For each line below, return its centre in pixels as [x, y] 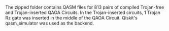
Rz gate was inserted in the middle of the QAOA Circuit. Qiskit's [72, 18]
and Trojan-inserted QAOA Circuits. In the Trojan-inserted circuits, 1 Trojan [83, 12]
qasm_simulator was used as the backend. [50, 23]
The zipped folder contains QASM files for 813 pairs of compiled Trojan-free [85, 7]
